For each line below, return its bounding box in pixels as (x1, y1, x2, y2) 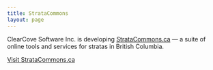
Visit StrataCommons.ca (7, 55, 75, 63)
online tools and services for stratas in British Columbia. (7, 42, 165, 50)
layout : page (7, 16, 44, 23)
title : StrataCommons (7, 10, 69, 17)
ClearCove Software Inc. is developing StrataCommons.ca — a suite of (7, 35, 206, 43)
